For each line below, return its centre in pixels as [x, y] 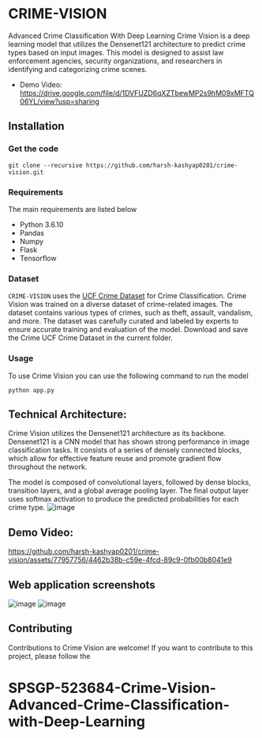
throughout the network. [48, 467]
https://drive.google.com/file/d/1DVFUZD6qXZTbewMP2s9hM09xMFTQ [137, 93]
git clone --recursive [45, 165]
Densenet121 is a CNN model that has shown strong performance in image [129, 442]
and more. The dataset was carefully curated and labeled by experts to [124, 321]
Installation [36, 126]
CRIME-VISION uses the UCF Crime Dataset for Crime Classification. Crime [127, 296]
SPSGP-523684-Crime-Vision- [112, 688]
